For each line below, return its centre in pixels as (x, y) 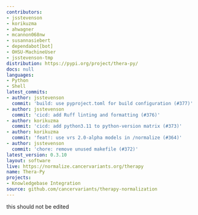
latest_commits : (27, 92)
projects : (19, 178)
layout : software (29, 160)
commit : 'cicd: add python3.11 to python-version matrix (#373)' (97, 127)
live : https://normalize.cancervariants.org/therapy (75, 166)
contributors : (25, 12)
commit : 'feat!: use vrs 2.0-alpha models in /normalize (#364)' (97, 138)
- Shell (16, 87)
